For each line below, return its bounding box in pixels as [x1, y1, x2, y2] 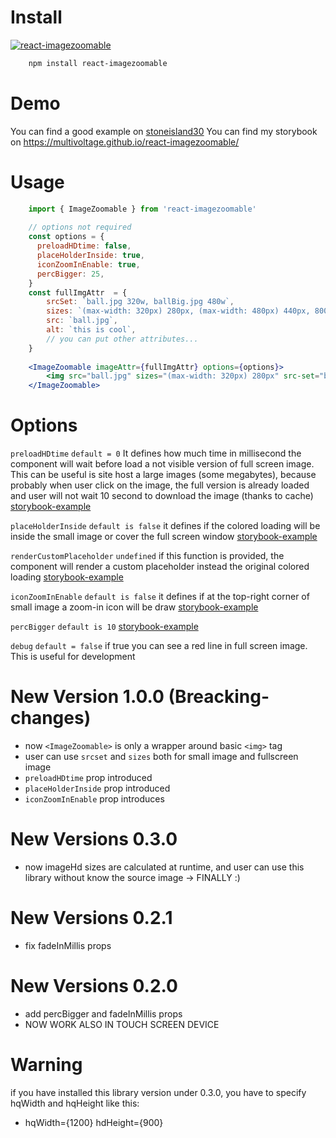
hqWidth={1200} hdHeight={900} [24, 1116, 164, 1128]
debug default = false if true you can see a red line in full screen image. [10, 640, 308, 652]
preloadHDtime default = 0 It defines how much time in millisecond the [10, 447, 302, 460]
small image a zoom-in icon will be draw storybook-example [10, 601, 259, 613]
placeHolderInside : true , [36, 251, 145, 261]
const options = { [28, 232, 105, 242]
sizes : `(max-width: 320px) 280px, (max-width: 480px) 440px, [46, 306, 311, 316]
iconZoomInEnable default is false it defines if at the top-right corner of [10, 591, 310, 603]
